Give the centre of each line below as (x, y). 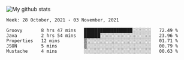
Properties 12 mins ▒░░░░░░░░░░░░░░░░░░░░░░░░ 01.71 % (92, 41)
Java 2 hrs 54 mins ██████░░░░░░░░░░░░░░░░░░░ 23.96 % (92, 36)
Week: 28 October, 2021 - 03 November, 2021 (63, 20)
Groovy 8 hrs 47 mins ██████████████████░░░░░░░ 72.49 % (92, 30)
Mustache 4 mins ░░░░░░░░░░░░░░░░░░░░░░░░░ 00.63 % (92, 51)
